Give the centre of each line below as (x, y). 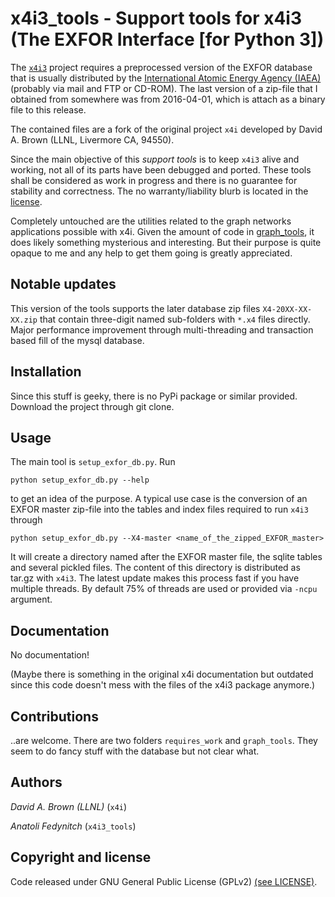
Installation (46, 372)
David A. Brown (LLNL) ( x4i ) (69, 806)
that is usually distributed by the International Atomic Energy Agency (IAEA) (166, 78)
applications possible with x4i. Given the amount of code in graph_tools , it (162, 231)
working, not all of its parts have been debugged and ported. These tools (161, 169)
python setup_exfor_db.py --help (80, 480)
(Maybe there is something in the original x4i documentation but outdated (162, 674)
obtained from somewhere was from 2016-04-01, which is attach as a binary (168, 99)
